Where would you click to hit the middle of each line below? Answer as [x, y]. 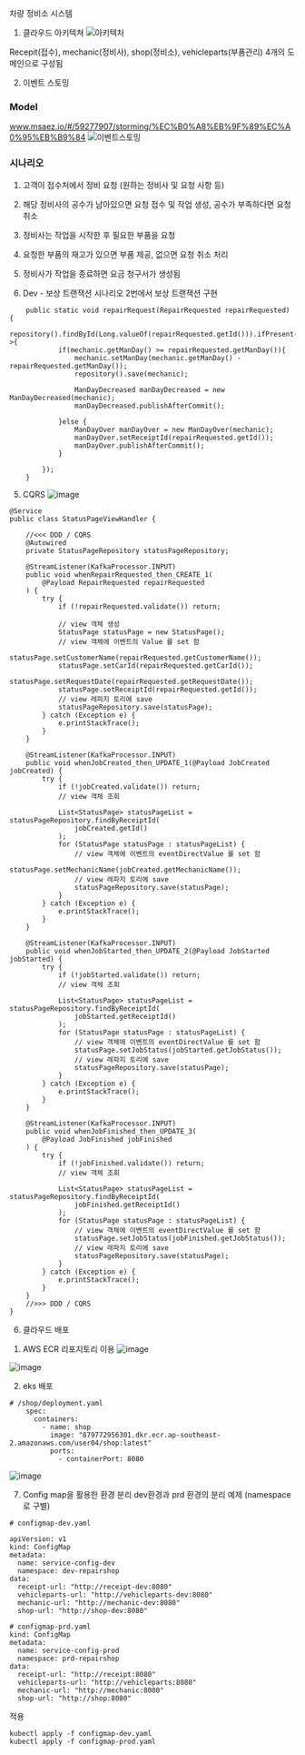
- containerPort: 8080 [101, 1458]
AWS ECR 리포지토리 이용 [69, 1348]
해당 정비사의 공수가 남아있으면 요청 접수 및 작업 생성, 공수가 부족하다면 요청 [157, 204]
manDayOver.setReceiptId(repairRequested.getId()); [174, 438]
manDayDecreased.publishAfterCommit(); [149, 406]
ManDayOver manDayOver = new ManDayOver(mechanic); [174, 429]
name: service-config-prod [69, 1650]
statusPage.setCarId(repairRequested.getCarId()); [156, 666]
